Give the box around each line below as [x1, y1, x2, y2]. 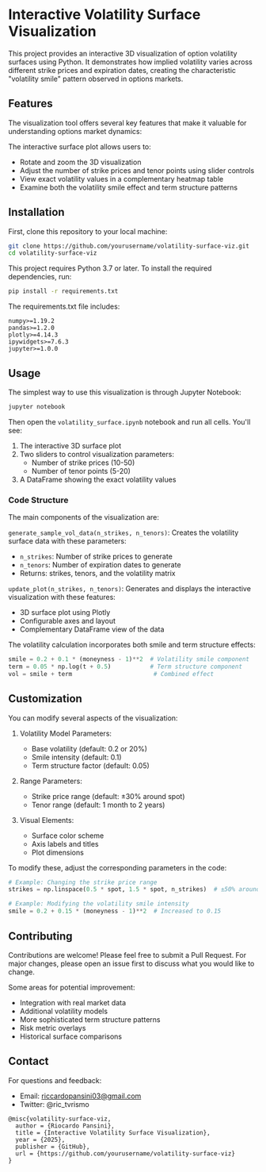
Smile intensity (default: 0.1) [31, 752, 122, 762]
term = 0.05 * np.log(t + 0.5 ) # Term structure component [8, 663, 243, 671]
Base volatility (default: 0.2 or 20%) [31, 744, 148, 753]
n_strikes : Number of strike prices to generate [19, 551, 173, 561]
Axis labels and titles [31, 839, 99, 848]
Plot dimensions [31, 847, 85, 857]
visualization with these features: [8, 593, 116, 602]
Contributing [8, 929, 73, 943]
